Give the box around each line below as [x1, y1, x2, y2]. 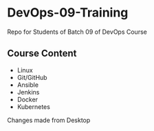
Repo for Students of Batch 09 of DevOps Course [7, 28, 148, 36]
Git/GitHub [16, 73, 47, 81]
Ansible [16, 81, 39, 89]
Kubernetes [16, 102, 50, 111]
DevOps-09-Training [7, 5, 129, 21]
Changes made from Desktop [7, 116, 91, 124]
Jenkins [16, 88, 40, 96]
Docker [16, 95, 38, 103]
